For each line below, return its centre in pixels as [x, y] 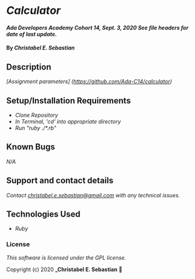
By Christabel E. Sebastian [41, 48]
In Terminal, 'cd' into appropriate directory [68, 121]
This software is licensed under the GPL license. [66, 257]
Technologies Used [43, 215]
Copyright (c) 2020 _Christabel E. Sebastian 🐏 [64, 269]
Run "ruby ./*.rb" [36, 128]
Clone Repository [37, 115]
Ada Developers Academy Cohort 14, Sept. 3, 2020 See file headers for [97, 27]
